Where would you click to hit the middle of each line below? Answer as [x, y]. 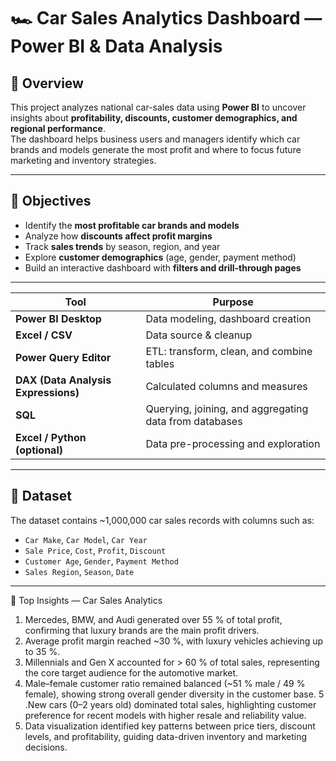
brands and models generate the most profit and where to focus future [156, 149]
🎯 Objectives [51, 201]
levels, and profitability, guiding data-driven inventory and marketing [166, 736]
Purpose [233, 302]
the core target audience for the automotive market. [131, 672]
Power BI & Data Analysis [116, 46]
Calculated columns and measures [226, 386]
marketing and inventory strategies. [83, 160]
